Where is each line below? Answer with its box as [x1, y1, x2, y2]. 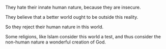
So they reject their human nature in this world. [5, 24, 104, 30]
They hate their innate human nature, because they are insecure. [5, 5, 141, 10]
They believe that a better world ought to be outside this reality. [5, 14, 139, 20]
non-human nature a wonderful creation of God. [5, 39, 106, 45]
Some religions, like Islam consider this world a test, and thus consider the [5, 34, 161, 39]
